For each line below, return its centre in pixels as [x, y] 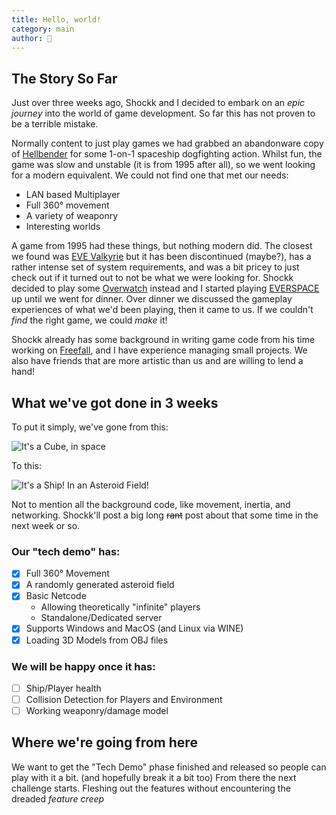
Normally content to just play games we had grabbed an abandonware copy [167, 143]
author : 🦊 [32, 38]
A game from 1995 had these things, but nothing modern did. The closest [162, 246]
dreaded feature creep [58, 798]
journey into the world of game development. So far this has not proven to [163, 113]
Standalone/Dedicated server [101, 618]
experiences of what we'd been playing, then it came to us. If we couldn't [162, 310]
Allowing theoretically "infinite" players [120, 607]
